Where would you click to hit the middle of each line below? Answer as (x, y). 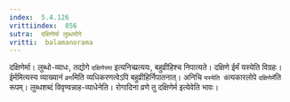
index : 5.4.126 (39, 17)
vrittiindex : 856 (43, 26)
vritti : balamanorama (51, 42)
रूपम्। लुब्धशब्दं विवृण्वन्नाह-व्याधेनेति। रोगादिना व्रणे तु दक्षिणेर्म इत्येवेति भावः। (114, 87)
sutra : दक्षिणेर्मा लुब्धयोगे (45, 34)
